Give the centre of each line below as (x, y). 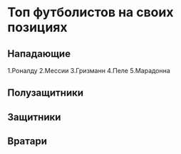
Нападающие (39, 54)
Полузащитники (46, 93)
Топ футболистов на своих (90, 12)
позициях (37, 27)
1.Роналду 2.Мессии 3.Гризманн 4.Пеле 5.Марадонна (89, 71)
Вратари (27, 142)
